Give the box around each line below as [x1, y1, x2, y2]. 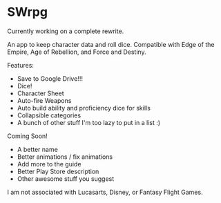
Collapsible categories [17, 111, 81, 119]
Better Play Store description [17, 167, 99, 175]
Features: [7, 61, 35, 69]
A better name [17, 145, 59, 153]
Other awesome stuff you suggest [17, 174, 115, 183]
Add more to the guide [17, 159, 81, 168]
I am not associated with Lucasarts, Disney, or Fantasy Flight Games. [7, 188, 203, 196]
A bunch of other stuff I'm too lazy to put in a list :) [17, 118, 161, 126]
